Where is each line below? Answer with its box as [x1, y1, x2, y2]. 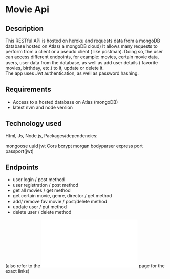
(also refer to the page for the [5, 263, 165, 269]
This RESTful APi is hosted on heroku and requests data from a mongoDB [5, 37, 160, 44]
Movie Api [5, 4, 50, 15]
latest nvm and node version [12, 104, 73, 110]
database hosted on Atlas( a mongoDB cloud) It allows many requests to [5, 43, 158, 49]
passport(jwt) [5, 148, 34, 154]
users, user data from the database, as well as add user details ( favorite [5, 59, 158, 65]
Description [5, 24, 44, 33]
